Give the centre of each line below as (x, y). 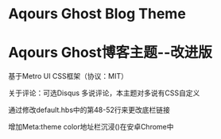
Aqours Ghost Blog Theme (97, 14)
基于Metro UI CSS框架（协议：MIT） (68, 76)
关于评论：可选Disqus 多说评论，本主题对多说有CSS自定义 (104, 93)
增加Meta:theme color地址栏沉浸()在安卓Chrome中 (91, 127)
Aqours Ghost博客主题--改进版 (110, 53)
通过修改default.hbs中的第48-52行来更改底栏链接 (89, 110)
